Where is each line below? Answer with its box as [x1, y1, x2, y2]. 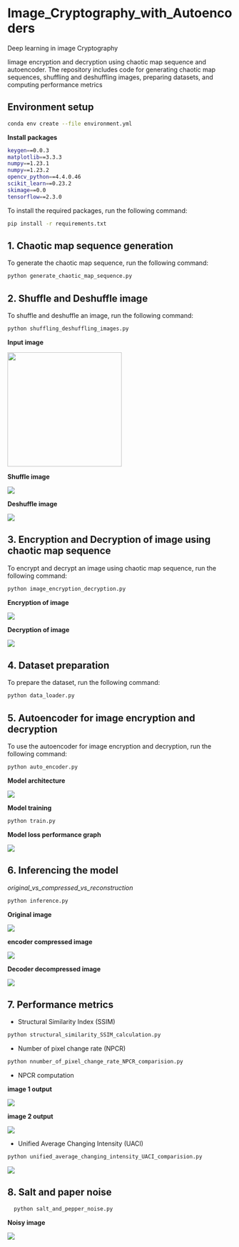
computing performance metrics [7, 80, 103, 89]
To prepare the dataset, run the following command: [7, 678, 161, 687]
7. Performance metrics [7, 998, 114, 1011]
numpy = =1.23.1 [7, 160, 50, 167]
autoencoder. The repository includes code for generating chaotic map [7, 65, 216, 74]
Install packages [7, 133, 58, 141]
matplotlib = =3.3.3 [7, 154, 62, 161]
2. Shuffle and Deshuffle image [7, 292, 148, 304]
